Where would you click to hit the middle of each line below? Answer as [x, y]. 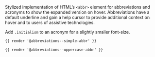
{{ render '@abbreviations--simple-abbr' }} [51, 41]
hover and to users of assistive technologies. [50, 22]
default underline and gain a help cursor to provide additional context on [77, 17]
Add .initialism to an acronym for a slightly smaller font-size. [68, 32]
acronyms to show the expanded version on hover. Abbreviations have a [77, 12]
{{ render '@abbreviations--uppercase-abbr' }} [54, 50]
